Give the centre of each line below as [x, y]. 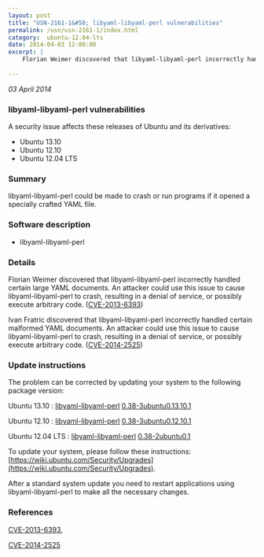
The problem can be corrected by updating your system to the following [125, 382]
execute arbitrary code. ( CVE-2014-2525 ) [75, 345]
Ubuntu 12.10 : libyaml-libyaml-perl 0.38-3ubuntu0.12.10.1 [100, 421]
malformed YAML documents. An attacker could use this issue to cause [124, 328]
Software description [49, 225]
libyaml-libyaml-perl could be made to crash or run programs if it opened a [129, 196]
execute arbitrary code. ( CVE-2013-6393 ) [76, 304]
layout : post [29, 15]
